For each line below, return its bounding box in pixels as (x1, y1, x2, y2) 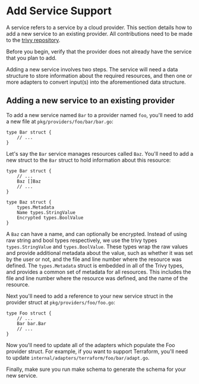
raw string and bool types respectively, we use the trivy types (6, 237, 157, 244)
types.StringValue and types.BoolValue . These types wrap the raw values (6, 243, 188, 250)
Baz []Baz (17, 178, 42, 184)
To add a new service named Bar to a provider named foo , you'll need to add (6, 111, 194, 118)
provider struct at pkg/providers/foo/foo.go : (6, 298, 116, 306)
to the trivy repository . (6, 36, 61, 43)
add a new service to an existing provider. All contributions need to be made (6, 30, 193, 37)
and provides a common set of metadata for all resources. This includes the (6, 268, 191, 275)
